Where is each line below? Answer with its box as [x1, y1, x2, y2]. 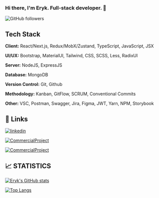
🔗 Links [5, 115, 28, 123]
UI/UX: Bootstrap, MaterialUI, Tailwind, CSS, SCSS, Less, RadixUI [5, 53, 138, 59]
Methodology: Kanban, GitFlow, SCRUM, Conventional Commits [5, 91, 136, 97]
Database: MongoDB [5, 72, 48, 78]
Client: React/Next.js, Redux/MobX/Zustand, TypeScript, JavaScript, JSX [5, 43, 154, 49]
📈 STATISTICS [5, 162, 51, 170]
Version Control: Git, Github [5, 81, 63, 87]
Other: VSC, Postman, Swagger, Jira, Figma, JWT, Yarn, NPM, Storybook [5, 101, 154, 107]
